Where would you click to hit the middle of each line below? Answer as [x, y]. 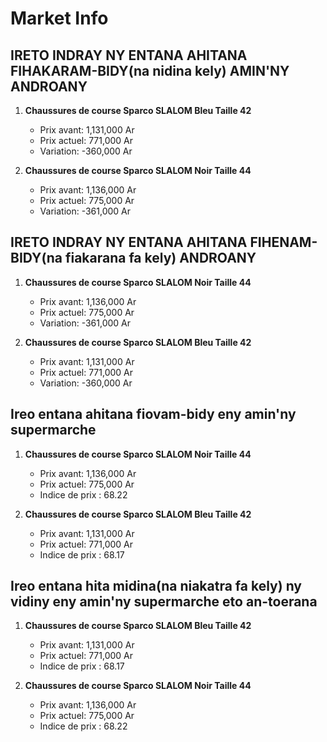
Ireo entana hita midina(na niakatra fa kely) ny [156, 586]
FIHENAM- [283, 242]
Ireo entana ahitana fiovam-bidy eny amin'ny [153, 414]
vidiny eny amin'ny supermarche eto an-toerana [164, 602]
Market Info [59, 18]
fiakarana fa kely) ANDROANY [160, 258]
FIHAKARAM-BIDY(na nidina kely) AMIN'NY [150, 70]
